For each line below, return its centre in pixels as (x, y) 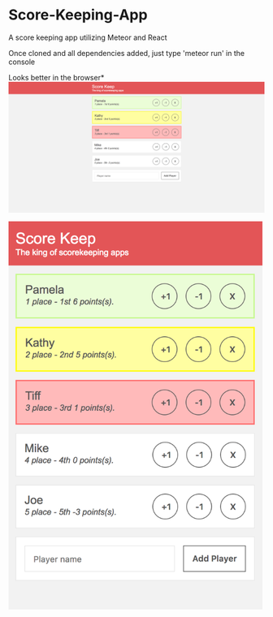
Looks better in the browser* (56, 77)
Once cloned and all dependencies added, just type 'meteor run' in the (127, 53)
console (22, 62)
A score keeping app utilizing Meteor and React (88, 37)
